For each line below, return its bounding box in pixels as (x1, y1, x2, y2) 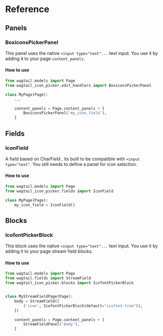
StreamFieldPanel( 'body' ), (23, 322, 80, 327)
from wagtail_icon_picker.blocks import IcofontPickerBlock (5, 281, 134, 286)
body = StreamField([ (14, 299, 59, 304)
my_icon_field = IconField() (14, 202, 75, 207)
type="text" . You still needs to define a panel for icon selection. (5, 161, 137, 167)
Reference (5, 4, 49, 15)
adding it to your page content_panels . (5, 55, 85, 62)
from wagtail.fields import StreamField (5, 276, 92, 281)
